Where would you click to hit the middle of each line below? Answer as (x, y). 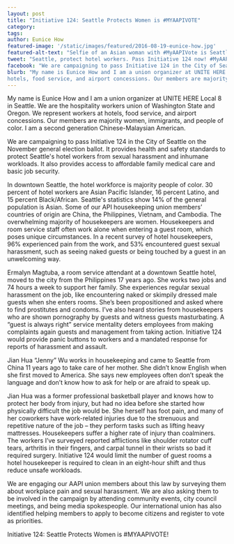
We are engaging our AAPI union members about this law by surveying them (117, 484)
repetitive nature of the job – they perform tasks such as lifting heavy (106, 426)
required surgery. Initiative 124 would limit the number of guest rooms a (110, 455)
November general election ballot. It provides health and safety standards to (117, 149)
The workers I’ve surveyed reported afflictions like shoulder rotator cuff (110, 441)
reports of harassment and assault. (57, 347)
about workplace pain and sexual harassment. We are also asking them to (113, 491)
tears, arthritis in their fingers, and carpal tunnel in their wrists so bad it (109, 448)
